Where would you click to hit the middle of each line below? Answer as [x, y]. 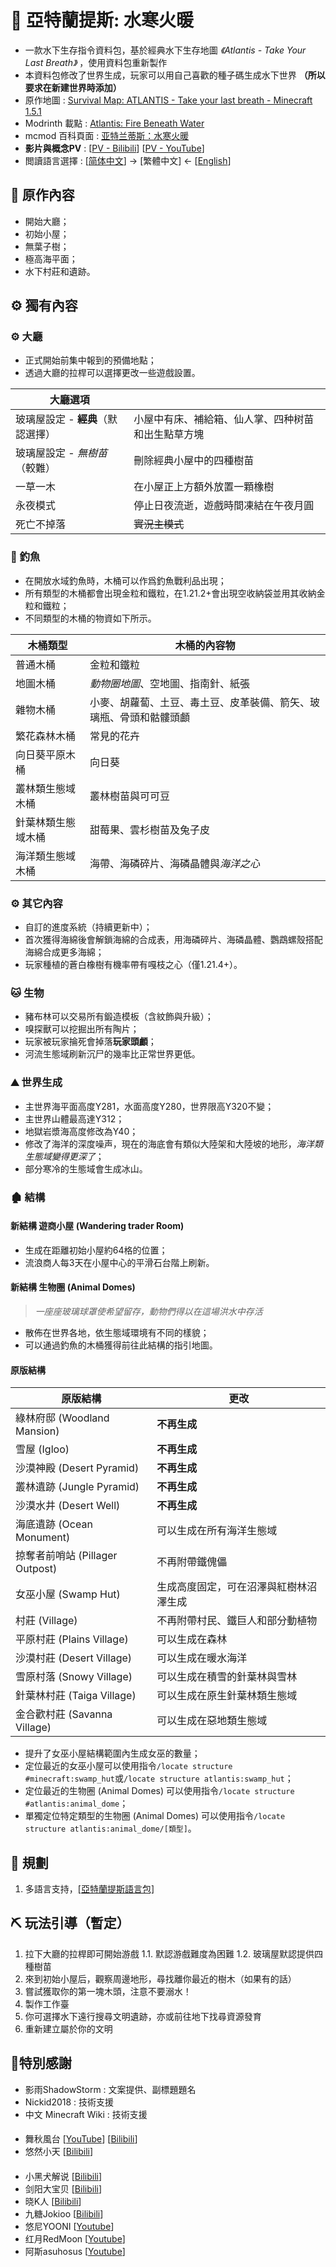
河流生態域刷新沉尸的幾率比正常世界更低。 [112, 1054]
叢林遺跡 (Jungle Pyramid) [77, 1487]
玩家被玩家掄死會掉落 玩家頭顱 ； [90, 1042]
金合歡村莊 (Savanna [64, 1714]
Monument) [43, 1538]
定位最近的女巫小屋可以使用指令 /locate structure [128, 1766]
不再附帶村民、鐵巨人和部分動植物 [237, 1621]
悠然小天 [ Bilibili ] [59, 2152]
